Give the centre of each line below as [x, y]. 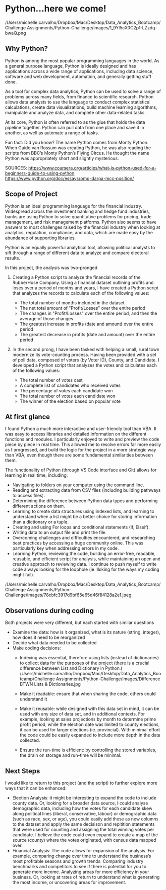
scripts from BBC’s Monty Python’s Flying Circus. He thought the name [77, 153]
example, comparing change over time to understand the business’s [82, 856]
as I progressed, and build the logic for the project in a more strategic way [81, 450]
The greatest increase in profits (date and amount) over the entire [86, 324]
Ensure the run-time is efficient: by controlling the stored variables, [88, 750]
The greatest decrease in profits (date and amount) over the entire [87, 334]
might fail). [23, 575]
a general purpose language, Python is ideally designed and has [71, 66]
